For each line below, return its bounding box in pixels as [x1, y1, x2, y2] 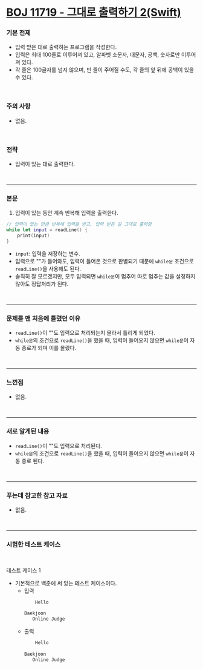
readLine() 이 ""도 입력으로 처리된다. [14, 442, 103, 449]
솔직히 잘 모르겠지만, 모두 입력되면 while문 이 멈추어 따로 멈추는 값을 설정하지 [14, 272, 196, 280]
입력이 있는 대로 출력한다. [14, 160, 76, 168]
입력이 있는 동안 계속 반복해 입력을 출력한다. [14, 209, 119, 217]
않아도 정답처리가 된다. [14, 280, 69, 288]
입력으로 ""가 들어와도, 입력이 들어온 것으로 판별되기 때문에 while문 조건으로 [14, 257, 195, 265]
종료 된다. [21, 457, 45, 464]
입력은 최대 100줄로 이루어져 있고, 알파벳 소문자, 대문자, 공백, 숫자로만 [14, 51, 180, 58]
